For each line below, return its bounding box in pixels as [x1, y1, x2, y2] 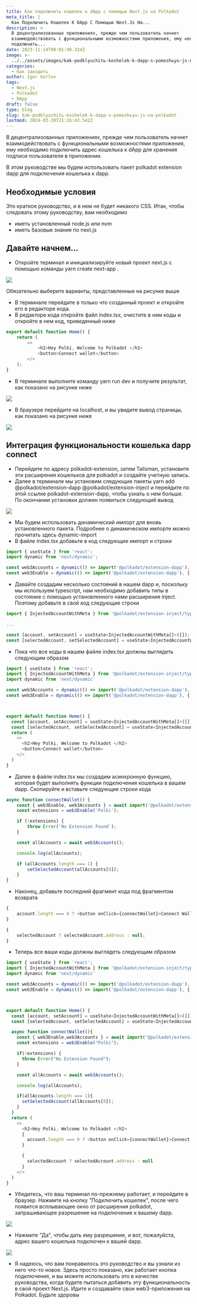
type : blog [6, 107, 33, 113]
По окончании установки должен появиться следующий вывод [14, 496, 174, 503]
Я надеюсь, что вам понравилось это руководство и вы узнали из [14, 1260, 181, 1267]
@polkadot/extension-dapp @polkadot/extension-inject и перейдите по [14, 484, 189, 491]
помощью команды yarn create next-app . [14, 265, 119, 272]
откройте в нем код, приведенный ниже [14, 317, 116, 324]
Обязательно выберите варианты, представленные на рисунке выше [6, 287, 180, 294]
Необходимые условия [6, 187, 96, 197]
